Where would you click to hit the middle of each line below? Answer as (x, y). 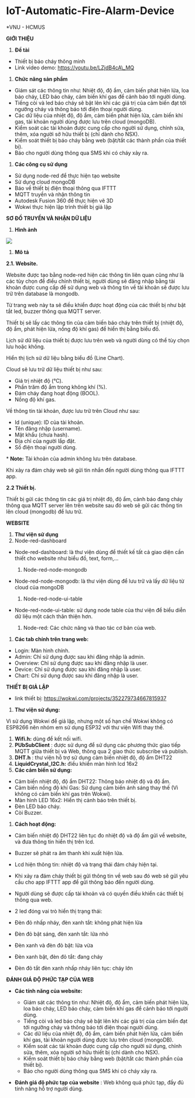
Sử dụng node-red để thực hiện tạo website (67, 175)
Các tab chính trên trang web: (52, 639)
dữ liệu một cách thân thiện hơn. (54, 616)
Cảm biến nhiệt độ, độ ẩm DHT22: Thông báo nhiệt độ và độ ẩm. (93, 781)
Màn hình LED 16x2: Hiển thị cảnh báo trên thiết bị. (76, 800)
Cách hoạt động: (35, 824)
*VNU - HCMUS (26, 27)
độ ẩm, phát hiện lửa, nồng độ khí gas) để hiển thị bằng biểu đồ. (83, 329)
